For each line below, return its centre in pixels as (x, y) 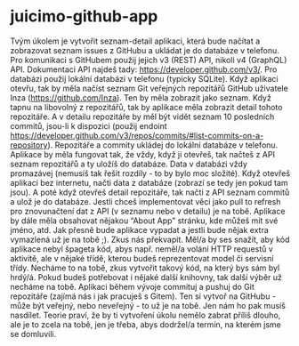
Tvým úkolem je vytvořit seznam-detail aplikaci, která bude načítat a (135, 41)
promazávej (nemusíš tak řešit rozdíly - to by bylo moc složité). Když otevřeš (150, 173)
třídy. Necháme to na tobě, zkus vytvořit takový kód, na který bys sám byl (145, 268)
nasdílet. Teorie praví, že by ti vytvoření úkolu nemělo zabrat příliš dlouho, (145, 315)
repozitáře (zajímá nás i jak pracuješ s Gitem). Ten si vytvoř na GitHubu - (143, 296)
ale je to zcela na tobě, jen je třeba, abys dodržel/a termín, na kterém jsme (145, 324)
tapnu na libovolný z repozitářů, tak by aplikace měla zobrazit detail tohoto (146, 107)
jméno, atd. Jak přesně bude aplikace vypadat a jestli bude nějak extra (140, 229)
